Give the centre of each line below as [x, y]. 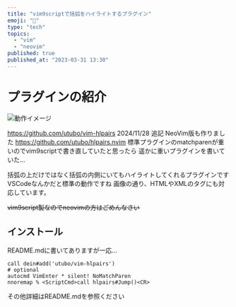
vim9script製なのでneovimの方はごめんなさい [73, 207]
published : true [31, 54]
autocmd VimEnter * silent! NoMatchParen [69, 276]
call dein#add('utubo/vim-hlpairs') [61, 263]
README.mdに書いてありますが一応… [63, 250]
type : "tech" [26, 27]
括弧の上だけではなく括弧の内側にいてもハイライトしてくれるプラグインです [118, 175]
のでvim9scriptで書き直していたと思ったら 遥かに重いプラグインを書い [116, 151]
